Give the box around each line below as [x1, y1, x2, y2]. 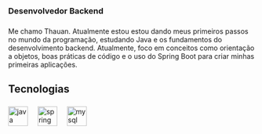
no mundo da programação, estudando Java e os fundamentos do [8, 34, 222, 44]
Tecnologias [8, 82, 70, 96]
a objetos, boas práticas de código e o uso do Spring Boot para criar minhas [8, 51, 255, 60]
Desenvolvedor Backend [8, 5, 104, 16]
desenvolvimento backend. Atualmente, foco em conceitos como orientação [8, 43, 255, 53]
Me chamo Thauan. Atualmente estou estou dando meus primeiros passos [8, 26, 249, 36]
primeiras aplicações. [8, 60, 78, 69]
